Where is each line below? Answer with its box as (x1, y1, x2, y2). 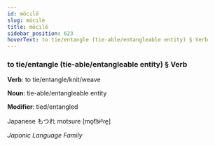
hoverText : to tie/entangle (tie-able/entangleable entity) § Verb (7, 36, 209, 44)
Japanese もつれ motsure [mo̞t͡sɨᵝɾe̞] (7, 117, 111, 126)
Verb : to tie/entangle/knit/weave (7, 75, 101, 84)
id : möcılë (7, 10, 39, 18)
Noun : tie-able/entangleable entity (7, 89, 107, 98)
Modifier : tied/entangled (7, 102, 78, 111)
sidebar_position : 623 (7, 29, 74, 37)
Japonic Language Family (7, 131, 83, 140)
